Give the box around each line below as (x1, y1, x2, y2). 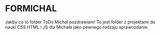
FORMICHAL (5, 3, 57, 14)
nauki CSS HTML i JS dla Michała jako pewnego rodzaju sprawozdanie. (5, 24, 149, 30)
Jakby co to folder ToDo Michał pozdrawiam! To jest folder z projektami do (5, 19, 156, 25)
